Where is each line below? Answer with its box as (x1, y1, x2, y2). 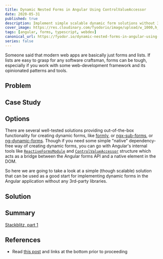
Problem (5, 82, 32, 90)
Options (5, 115, 30, 123)
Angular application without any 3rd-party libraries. (5, 178, 108, 184)
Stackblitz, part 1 (5, 222, 39, 227)
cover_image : (5, 25, 32, 30)
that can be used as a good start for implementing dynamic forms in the (5, 173, 148, 179)
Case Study (5, 98, 41, 106)
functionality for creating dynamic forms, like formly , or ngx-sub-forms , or (5, 133, 153, 138)
